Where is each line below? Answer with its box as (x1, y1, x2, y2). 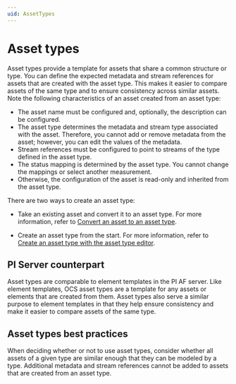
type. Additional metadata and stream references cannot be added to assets (7, 361, 229, 370)
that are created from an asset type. (7, 369, 112, 378)
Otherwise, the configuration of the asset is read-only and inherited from (17, 175, 229, 183)
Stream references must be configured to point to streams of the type (17, 145, 221, 154)
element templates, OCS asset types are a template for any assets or (7, 285, 206, 293)
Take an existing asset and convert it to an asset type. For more (17, 209, 202, 218)
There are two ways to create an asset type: (7, 196, 135, 204)
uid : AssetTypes (7, 10, 55, 18)
